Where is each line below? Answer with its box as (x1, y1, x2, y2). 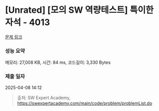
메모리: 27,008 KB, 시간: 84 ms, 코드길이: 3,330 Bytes (5, 59, 111, 65)
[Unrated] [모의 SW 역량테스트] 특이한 (5, 4, 154, 16)
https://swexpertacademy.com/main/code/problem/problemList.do (17, 100, 153, 106)
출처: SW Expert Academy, (17, 94, 71, 101)
